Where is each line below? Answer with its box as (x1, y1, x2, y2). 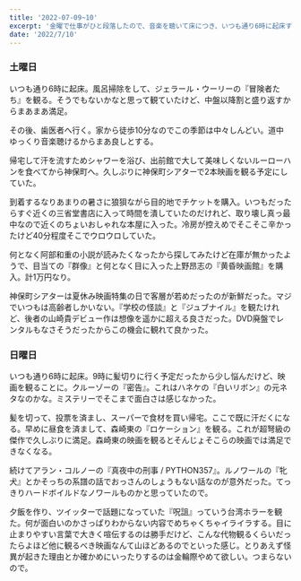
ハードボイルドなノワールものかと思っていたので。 (24, 487, 213, 498)
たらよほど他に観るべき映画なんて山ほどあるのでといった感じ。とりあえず (9, 540, 284, 551)
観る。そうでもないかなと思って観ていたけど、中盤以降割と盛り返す (32, 94, 284, 105)
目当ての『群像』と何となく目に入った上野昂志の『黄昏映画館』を (32, 260, 276, 271)
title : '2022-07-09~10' (9, 13, 99, 22)
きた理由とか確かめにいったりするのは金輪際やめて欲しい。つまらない (32, 551, 292, 561)
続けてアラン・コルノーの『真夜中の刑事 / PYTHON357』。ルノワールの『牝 (9, 464, 288, 475)
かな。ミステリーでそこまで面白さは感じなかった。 (32, 393, 221, 403)
